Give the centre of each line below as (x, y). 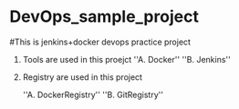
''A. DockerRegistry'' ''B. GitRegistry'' (93, 94)
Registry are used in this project (83, 77)
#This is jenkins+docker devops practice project (100, 42)
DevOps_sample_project (104, 17)
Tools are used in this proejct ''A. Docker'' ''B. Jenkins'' (126, 59)
